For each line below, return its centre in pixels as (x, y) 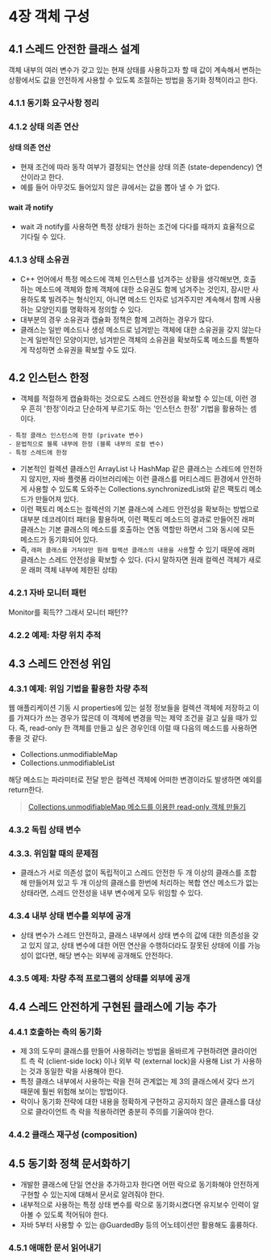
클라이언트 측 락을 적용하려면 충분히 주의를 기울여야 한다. (125, 1112)
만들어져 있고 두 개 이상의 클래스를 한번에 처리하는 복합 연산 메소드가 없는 (144, 883)
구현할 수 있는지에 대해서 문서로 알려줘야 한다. (92, 1194)
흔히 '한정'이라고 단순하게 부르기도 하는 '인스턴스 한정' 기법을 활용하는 (138, 408)
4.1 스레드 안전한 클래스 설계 (74, 49)
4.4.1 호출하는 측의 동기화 (55, 1032)
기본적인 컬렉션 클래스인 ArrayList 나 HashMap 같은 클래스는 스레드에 (130, 469)
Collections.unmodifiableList (67, 763)
